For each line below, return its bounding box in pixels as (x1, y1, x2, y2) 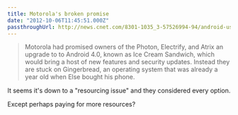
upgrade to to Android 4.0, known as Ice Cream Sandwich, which (24, 50, 215, 59)
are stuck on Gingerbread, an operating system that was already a (24, 65, 218, 74)
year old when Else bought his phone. (24, 73, 135, 81)
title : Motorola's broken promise (7, 10, 110, 18)
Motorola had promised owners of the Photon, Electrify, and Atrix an (24, 43, 224, 52)
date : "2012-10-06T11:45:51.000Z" (7, 17, 110, 24)
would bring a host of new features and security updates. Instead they (24, 58, 230, 66)
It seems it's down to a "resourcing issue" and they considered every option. (7, 86, 231, 95)
